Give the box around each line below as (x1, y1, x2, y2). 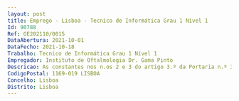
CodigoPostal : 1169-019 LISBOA (7, 70, 100, 77)
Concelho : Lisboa (7, 76, 59, 84)
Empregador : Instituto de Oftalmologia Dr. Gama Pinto (7, 57, 174, 64)
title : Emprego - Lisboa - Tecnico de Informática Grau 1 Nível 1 (7, 17, 208, 24)
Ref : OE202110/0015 (7, 30, 65, 38)
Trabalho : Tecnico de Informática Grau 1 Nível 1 (7, 51, 158, 58)
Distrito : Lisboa (7, 83, 59, 90)
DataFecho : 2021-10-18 (7, 43, 75, 51)
